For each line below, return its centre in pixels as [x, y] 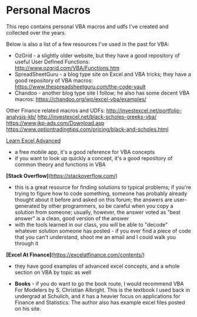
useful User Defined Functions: [52, 62]
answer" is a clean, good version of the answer [72, 218]
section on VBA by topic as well [53, 272]
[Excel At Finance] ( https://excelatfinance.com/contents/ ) [76, 254]
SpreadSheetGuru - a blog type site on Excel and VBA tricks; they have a [103, 74]
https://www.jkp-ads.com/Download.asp [55, 123]
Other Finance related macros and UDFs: [56, 110]
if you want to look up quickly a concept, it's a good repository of [94, 158]
